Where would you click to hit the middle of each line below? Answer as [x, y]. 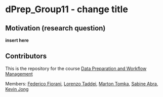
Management [19, 74]
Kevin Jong [17, 89]
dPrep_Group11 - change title [67, 9]
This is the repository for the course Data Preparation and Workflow [76, 68]
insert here [17, 40]
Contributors [26, 56]
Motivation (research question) [55, 28]
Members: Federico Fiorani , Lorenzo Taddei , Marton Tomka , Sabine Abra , [82, 84]
